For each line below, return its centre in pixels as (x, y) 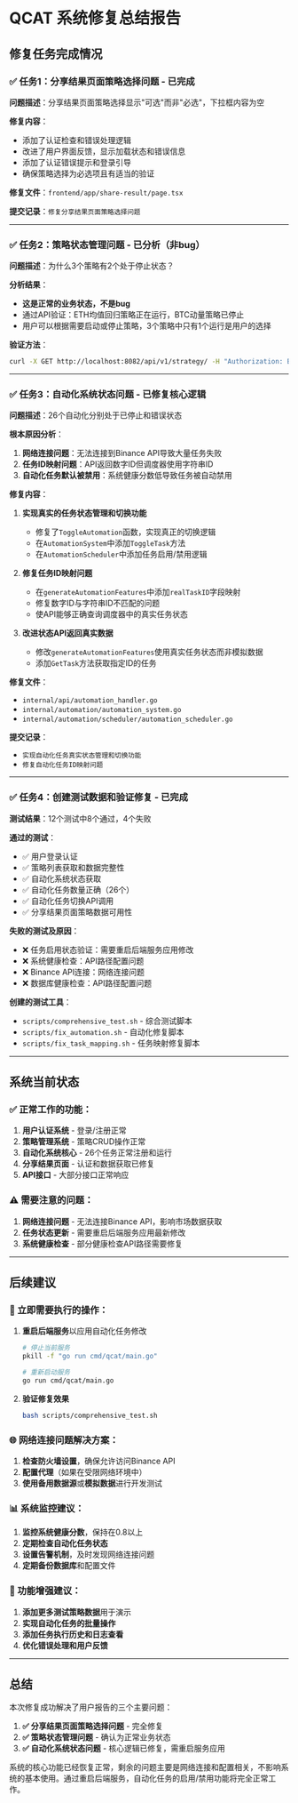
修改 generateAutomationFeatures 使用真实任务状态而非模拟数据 (149, 652)
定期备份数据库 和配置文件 (69, 1566)
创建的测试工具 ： (40, 1002)
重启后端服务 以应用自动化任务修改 (84, 1331)
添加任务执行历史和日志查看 (73, 1634)
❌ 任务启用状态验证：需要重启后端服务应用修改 (108, 950)
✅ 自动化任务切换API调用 (67, 901)
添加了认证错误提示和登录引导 (76, 162)
